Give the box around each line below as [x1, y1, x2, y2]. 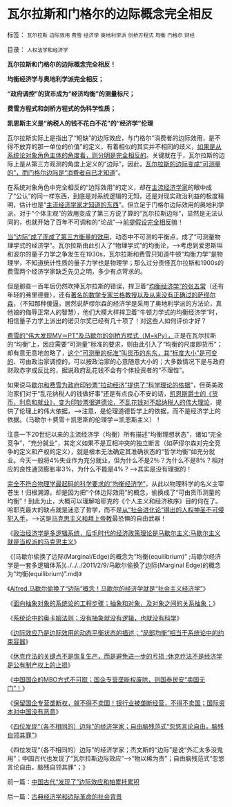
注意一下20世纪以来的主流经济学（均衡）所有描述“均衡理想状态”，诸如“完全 [7, 430, 222, 438]
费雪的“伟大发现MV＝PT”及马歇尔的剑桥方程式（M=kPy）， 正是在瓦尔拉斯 [7, 331, 217, 340]
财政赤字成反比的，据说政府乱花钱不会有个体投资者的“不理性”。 [7, 365, 188, 374]
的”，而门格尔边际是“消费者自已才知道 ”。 [7, 168, 124, 177]
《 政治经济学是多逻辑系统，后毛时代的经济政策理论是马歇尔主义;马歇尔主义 [7, 528, 221, 537]
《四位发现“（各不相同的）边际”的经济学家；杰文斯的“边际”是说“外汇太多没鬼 [7, 745, 223, 754]
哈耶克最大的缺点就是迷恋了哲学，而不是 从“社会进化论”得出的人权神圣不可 [7, 505, 219, 514]
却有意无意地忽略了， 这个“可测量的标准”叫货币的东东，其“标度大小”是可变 [7, 348, 217, 357]
